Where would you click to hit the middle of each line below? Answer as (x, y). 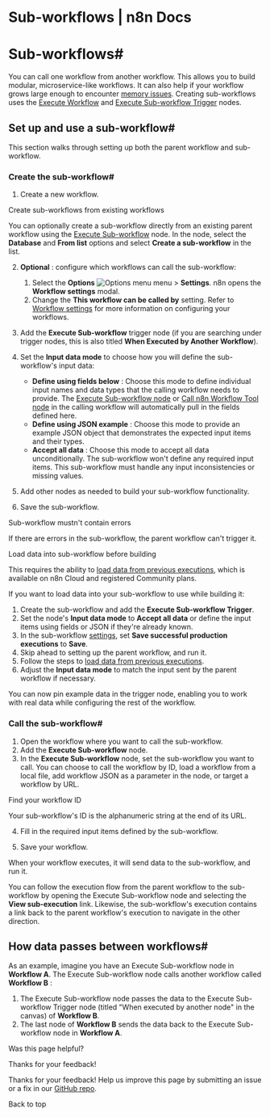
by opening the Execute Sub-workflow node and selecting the (144, 895)
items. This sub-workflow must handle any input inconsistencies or (143, 467)
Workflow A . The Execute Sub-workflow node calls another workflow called (135, 975)
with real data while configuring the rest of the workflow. (102, 702)
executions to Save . (54, 644)
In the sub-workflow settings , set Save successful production (124, 635)
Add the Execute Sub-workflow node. (84, 750)
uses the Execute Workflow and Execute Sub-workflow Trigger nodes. (125, 103)
